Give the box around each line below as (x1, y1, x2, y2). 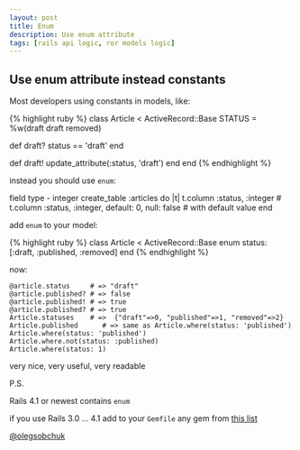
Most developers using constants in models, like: (9, 96, 191, 106)
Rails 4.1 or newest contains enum (9, 396, 131, 407)
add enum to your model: (9, 220, 98, 231)
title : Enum (9, 22, 54, 31)
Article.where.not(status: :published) (9, 337, 159, 346)
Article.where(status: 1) (9, 344, 106, 354)
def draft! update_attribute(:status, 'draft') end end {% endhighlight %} (9, 158, 272, 169)
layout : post (9, 13, 59, 23)
